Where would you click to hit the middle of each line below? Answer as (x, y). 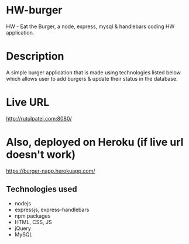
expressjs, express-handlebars (52, 209)
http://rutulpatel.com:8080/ (39, 118)
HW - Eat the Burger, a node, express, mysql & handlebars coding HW (90, 26)
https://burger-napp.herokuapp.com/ (51, 171)
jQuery (23, 228)
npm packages (32, 216)
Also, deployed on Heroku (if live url (95, 142)
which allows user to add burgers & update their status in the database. (92, 78)
